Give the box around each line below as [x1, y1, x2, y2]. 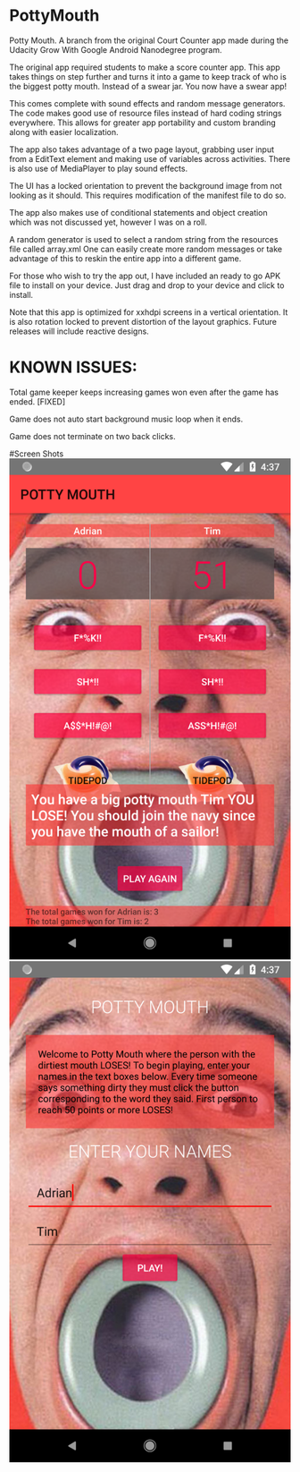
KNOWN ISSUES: [9, 357, 138, 378]
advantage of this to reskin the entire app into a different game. [9, 252, 242, 264]
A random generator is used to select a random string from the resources [9, 234, 279, 244]
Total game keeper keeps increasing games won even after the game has [9, 387, 279, 397]
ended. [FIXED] [9, 396, 66, 407]
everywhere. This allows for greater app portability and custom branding [9, 117, 277, 128]
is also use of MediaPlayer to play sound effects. [9, 163, 188, 174]
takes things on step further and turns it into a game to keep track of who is [9, 71, 287, 81]
